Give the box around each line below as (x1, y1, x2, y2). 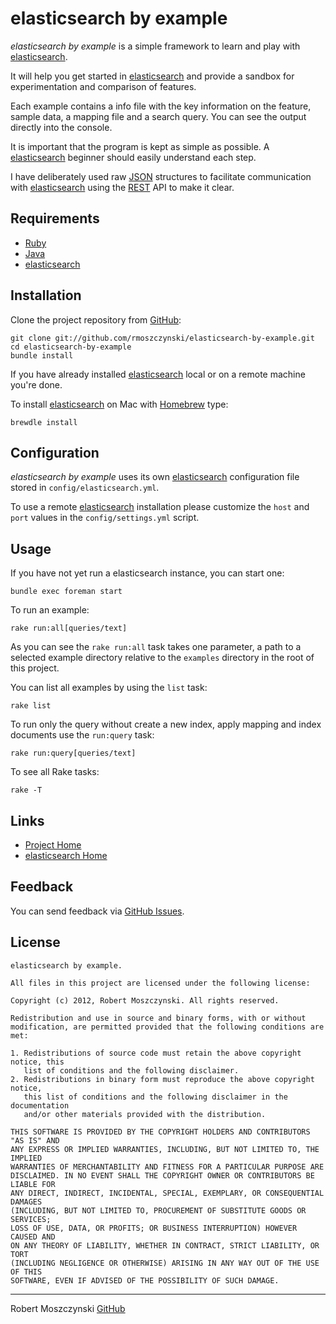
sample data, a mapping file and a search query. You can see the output (10, 110, 307, 122)
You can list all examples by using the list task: (10, 682, 208, 694)
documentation (10, 1100, 70, 1111)
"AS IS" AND (10, 1135, 60, 1146)
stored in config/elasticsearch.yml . (10, 482, 160, 494)
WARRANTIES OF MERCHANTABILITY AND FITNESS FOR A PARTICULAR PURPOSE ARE (10, 1162, 325, 1172)
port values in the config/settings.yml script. (10, 512, 200, 524)
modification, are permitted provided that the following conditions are (10, 1022, 325, 1032)
